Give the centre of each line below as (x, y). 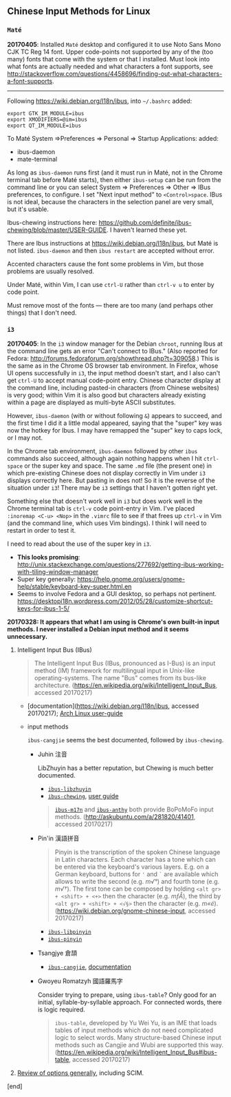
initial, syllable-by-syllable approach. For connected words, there (130, 1002)
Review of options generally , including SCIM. (80, 1073)
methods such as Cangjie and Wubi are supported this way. (139, 1045)
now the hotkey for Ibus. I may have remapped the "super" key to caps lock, (115, 430)
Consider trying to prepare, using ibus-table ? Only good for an (127, 995)
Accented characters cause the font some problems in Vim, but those (106, 264)
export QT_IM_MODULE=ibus (44, 126)
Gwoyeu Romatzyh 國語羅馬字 (80, 981)
